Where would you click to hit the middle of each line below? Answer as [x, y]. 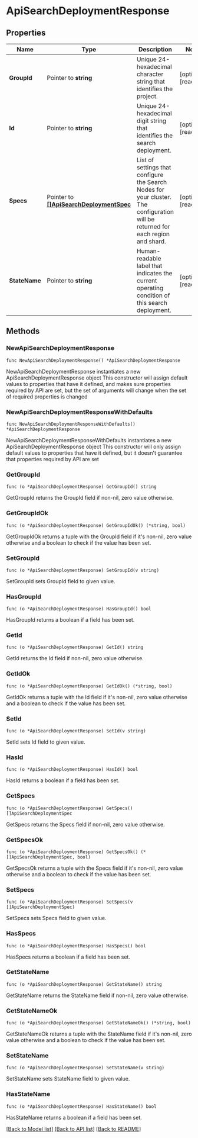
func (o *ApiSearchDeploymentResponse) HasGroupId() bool [79, 609]
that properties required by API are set [52, 459]
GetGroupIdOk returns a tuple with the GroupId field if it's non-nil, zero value [99, 536]
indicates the [154, 273]
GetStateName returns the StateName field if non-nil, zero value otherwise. [97, 995]
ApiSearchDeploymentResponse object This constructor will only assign [94, 446]
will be [146, 219]
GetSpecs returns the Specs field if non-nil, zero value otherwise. [85, 824]
